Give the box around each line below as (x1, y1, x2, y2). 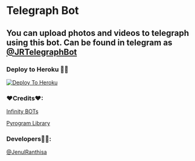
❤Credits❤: (6, 94, 44, 102)
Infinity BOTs (6, 108, 38, 115)
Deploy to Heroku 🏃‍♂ (6, 65, 69, 74)
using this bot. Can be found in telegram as (6, 37, 172, 47)
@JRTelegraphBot (6, 47, 77, 57)
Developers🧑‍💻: (6, 135, 52, 143)
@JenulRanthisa (6, 148, 48, 156)
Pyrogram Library (6, 120, 51, 127)
